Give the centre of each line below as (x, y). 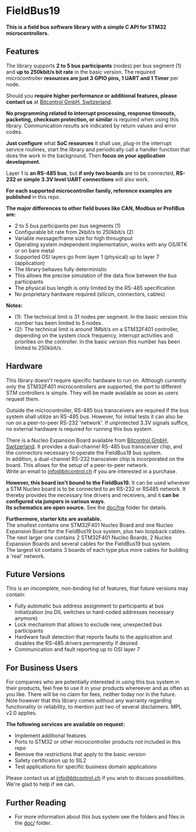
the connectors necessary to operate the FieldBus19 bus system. (84, 453)
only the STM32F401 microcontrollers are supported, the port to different (94, 386)
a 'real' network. (26, 556)
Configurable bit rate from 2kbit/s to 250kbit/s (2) (74, 232)
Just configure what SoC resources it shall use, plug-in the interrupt (89, 143)
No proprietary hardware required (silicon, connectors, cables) (90, 294)
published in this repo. (34, 196)
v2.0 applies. (22, 713)
